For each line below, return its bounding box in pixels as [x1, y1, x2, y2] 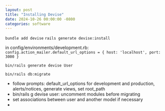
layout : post [5, 7, 33, 12]
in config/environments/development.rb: [5, 44, 89, 50]
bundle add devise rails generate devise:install [5, 36, 111, 41]
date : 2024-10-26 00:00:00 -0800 [5, 16, 75, 21]
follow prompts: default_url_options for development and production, [12, 80, 155, 86]
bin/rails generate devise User [5, 63, 73, 68]
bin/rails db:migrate [5, 72, 51, 77]
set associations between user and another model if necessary [12, 96, 143, 102]
